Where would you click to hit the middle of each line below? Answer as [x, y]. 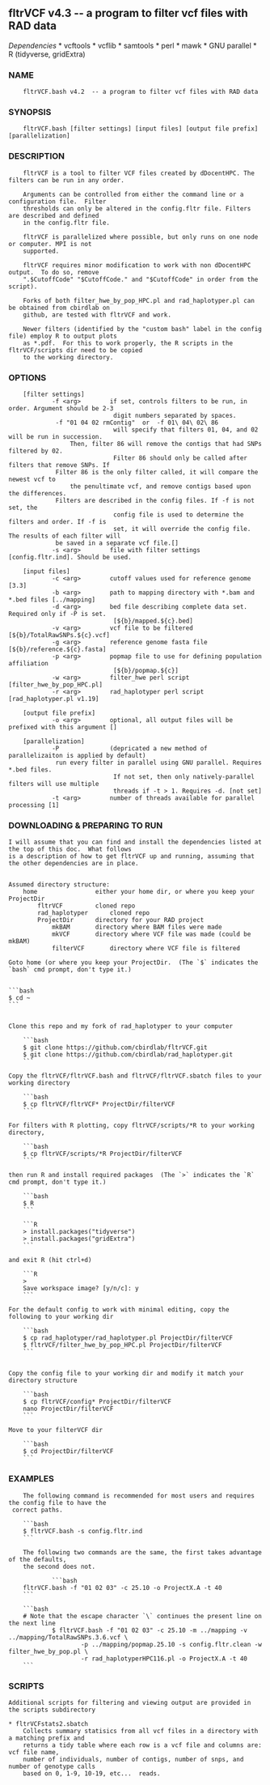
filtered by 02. [36, 451]
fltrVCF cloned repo [86, 906]
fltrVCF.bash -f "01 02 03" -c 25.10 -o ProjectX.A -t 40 [122, 1587]
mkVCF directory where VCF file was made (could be [151, 934]
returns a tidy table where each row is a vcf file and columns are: [143, 1745]
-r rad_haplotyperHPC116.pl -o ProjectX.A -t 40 [164, 1659]
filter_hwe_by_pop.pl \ [49, 1651]
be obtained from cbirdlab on [59, 308]
